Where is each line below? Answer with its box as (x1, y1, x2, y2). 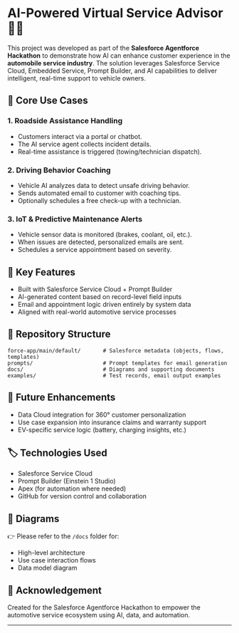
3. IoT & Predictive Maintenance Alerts (7, 214, 143, 224)
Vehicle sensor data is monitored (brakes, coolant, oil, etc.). (17, 230, 192, 239)
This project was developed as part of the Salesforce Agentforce (7, 43, 200, 52)
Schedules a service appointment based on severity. (17, 246, 172, 254)
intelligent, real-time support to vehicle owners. (7, 73, 147, 83)
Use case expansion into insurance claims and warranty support (17, 418, 207, 427)
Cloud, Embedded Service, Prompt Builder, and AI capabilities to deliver (7, 66, 218, 75)
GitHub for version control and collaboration (17, 492, 147, 501)
